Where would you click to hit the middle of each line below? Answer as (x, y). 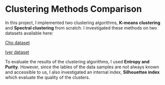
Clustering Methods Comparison (73, 9)
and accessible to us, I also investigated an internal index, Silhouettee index (82, 72)
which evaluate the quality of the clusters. (48, 77)
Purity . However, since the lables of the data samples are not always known (82, 67)
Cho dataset (17, 42)
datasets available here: (29, 33)
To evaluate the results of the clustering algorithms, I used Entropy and (77, 61)
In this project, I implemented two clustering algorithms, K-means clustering (83, 23)
